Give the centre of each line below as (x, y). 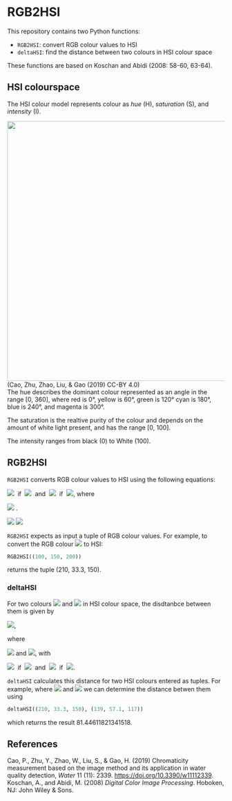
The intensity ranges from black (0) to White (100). (79, 441)
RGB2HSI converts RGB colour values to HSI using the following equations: (111, 479)
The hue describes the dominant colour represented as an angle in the (107, 391)
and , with (33, 653)
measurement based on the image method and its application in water (107, 768)
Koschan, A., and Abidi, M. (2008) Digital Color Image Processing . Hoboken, (116, 783)
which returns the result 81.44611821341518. (70, 722)
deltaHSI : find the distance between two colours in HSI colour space (115, 52)
